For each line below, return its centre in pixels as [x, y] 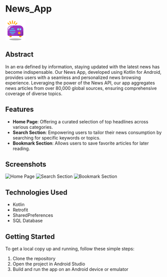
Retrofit [20, 210]
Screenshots [26, 164]
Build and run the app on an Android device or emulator [70, 269]
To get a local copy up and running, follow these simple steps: [70, 249]
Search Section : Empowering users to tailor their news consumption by [87, 132]
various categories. [33, 127]
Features [19, 109]
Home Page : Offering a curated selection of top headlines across [80, 121]
